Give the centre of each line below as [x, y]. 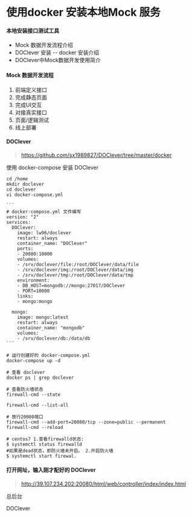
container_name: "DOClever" [52, 243]
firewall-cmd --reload [35, 427]
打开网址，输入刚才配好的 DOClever [51, 470]
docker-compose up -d [34, 360]
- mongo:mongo [35, 301]
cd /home [17, 179]
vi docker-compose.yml [35, 195]
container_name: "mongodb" [51, 328]
